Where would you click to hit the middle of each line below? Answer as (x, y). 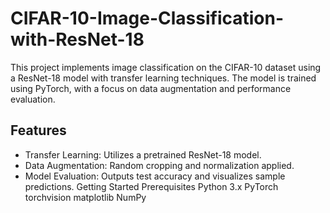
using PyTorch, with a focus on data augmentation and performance (151, 88)
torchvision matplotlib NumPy (85, 197)
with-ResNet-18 (77, 39)
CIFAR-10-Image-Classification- (147, 18)
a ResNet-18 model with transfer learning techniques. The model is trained (163, 78)
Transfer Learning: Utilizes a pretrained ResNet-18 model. (143, 154)
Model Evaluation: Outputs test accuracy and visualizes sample (155, 176)
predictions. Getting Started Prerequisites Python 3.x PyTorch (151, 186)
